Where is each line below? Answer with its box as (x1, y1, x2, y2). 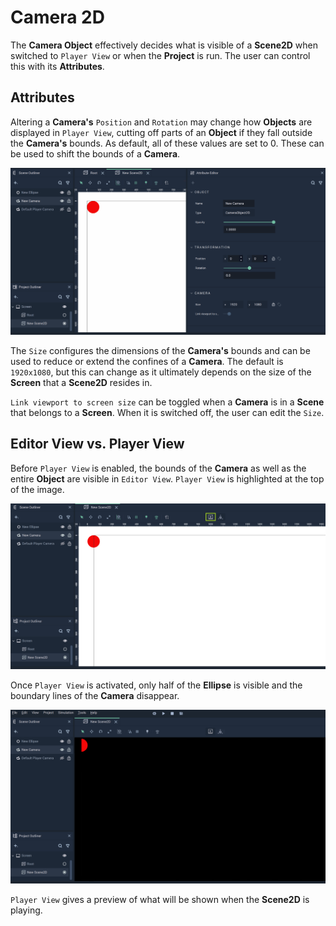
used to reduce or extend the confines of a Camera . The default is (10, 356, 284, 367)
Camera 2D (10, 6, 105, 29)
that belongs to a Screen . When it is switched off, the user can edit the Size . (10, 407, 325, 418)
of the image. (10, 483, 65, 495)
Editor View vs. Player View (10, 436, 185, 453)
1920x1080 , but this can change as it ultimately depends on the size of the (10, 366, 312, 378)
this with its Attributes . (10, 60, 105, 72)
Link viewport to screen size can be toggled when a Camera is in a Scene (10, 396, 325, 408)
